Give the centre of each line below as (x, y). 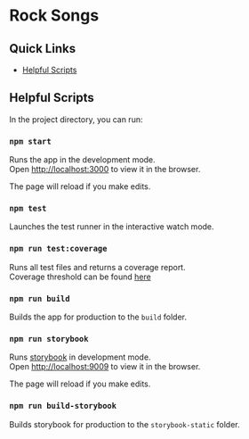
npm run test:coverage (58, 249)
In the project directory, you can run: (76, 119)
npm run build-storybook (63, 406)
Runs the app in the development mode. (82, 160)
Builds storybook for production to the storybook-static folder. (124, 424)
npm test (28, 209)
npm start (30, 141)
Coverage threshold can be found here (80, 277)
